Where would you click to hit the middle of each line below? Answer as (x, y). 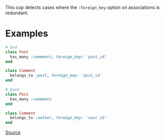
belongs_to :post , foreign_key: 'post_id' (56, 76)
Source (13, 132)
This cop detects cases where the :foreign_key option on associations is (82, 7)
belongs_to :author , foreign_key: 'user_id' (58, 118)
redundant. (17, 13)
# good (12, 90)
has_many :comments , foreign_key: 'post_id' (58, 57)
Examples (27, 34)
